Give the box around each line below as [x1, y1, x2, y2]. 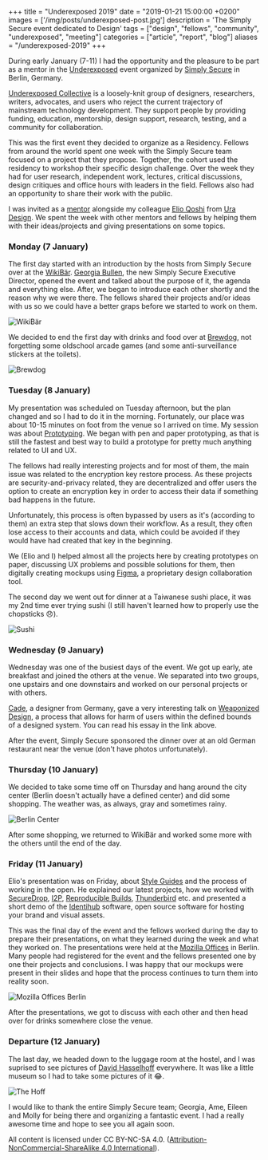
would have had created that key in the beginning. [8, 535, 173, 545]
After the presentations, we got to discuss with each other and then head [8, 1008, 249, 1017]
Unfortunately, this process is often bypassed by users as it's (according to [8, 510, 255, 519]
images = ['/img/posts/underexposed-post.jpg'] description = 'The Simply [8, 15, 252, 25]
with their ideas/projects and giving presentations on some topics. [8, 221, 226, 231]
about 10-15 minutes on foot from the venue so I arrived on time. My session [8, 420, 259, 429]
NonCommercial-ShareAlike [8, 1142, 100, 1152]
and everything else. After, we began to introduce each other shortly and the [8, 285, 260, 294]
